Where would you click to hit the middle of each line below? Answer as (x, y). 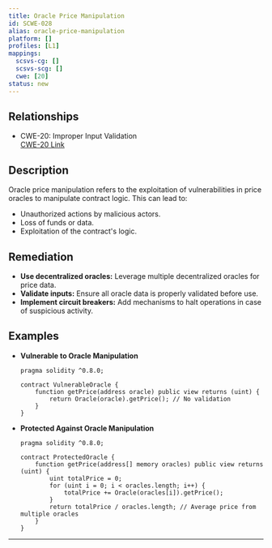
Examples (34, 336)
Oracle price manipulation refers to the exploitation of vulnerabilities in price (135, 190)
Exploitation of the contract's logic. (79, 231)
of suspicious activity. (56, 310)
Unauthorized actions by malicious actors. (90, 214)
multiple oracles (49, 514)
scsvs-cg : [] (38, 62)
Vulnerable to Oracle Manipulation (79, 355)
